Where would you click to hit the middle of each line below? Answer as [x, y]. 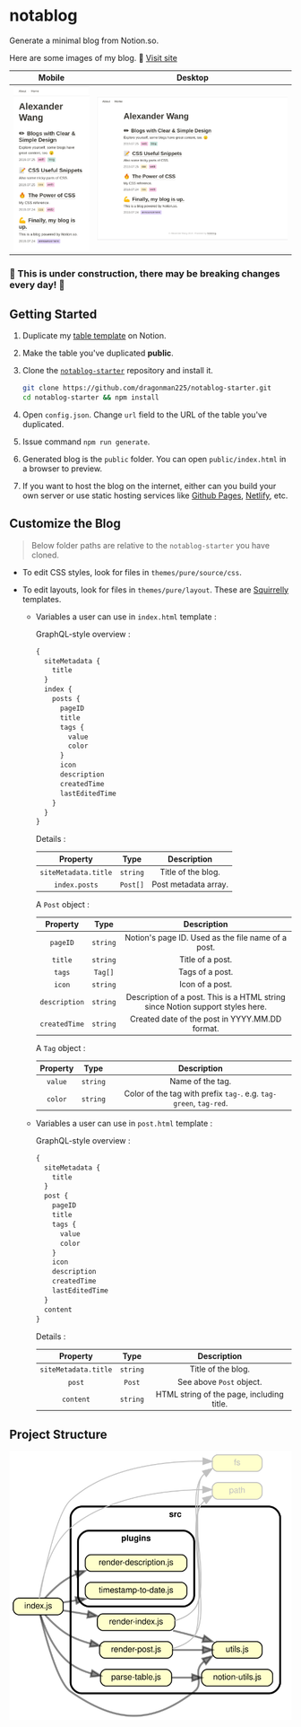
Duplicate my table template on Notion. [94, 336]
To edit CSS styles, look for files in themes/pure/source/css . [132, 572]
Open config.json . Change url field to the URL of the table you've [144, 415]
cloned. [45, 555]
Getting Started [53, 314]
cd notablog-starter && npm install [90, 397]
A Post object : [62, 904]
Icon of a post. [206, 985]
